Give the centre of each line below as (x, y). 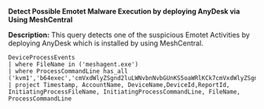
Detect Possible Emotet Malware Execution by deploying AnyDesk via (124, 11)
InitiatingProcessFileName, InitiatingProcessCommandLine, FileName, (125, 92)
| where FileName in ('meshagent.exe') (73, 64)
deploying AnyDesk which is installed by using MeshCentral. (106, 43)
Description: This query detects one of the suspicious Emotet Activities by (129, 35)
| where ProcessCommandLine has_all (68, 71)
